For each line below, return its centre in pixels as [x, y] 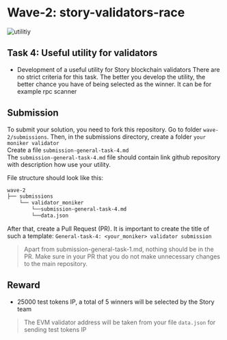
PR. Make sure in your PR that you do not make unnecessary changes [122, 256]
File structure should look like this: [55, 178]
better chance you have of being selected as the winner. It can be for [114, 84]
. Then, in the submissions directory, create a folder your [126, 136]
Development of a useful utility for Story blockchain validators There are [118, 69]
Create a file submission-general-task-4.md [68, 150]
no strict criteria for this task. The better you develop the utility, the [111, 77]
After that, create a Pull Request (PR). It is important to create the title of [108, 228]
